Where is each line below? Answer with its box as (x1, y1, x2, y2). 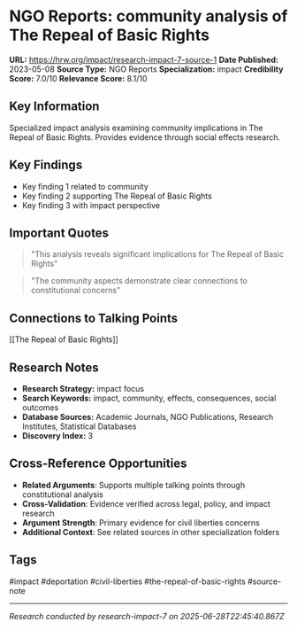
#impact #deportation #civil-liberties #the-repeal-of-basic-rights (9, 576, 246, 587)
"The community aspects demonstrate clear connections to (30, 276, 247, 286)
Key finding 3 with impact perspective (21, 199, 161, 210)
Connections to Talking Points (9, 310, 179, 325)
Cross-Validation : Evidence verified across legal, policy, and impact (21, 498, 271, 509)
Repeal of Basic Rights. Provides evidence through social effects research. (9, 131, 281, 143)
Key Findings (9, 158, 83, 173)
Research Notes (9, 360, 99, 375)
